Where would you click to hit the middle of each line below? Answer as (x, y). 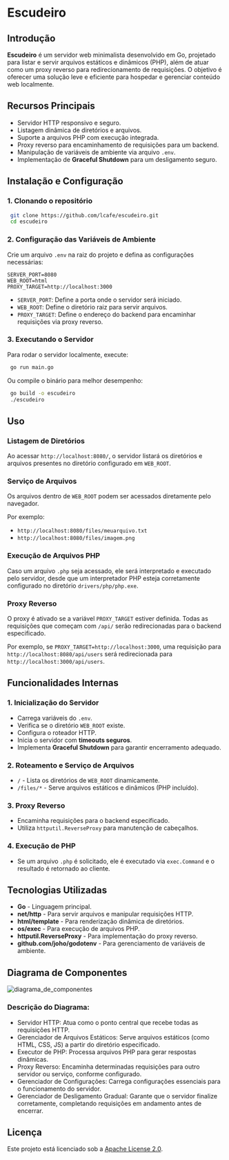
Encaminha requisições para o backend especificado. (93, 821)
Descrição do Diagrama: (48, 1007)
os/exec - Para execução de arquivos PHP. (78, 929)
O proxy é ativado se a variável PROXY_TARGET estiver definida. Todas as (108, 619)
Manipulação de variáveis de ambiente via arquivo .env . (96, 152)
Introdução (31, 38)
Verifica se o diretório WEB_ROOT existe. (71, 725)
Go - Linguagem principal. (54, 907)
